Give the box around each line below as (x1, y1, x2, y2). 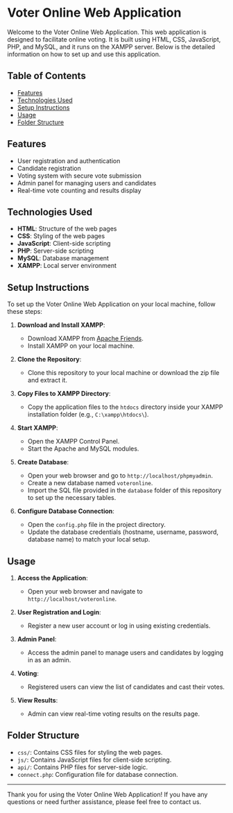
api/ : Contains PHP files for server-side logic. (17, 762, 148, 771)
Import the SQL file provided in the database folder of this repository (27, 486, 222, 494)
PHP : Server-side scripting (17, 246, 94, 255)
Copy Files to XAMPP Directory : (17, 389, 111, 398)
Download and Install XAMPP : (17, 321, 105, 329)
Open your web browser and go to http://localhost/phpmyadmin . (27, 471, 214, 480)
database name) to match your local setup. (27, 535, 150, 544)
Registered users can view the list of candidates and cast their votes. (27, 682, 225, 691)
